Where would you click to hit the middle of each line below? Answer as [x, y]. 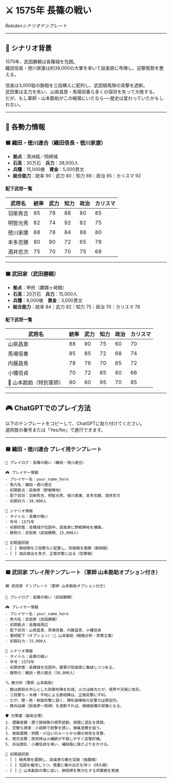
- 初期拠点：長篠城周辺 [27, 625]
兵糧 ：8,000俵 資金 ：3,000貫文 [48, 300]
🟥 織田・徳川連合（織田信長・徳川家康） [56, 143]
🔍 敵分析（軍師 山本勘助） [30, 682]
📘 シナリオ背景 [29, 48]
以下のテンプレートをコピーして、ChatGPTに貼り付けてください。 [75, 423]
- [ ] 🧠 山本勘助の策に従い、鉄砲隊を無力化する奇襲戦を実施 [62, 770]
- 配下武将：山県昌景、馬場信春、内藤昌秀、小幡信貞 [53, 630]
